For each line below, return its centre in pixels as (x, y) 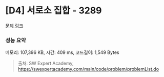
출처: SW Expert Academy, (46, 63)
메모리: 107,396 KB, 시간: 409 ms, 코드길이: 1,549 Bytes (62, 52)
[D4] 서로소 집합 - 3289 (54, 11)
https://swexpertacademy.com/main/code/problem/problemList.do (88, 69)
